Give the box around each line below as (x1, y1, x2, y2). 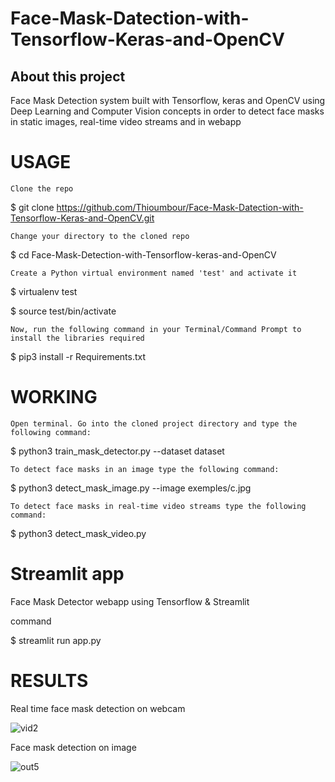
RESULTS (10, 670, 89, 692)
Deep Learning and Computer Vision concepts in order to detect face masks (10, 105, 325, 117)
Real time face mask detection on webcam (10, 702, 186, 714)
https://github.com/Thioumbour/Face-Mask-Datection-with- (56, 201, 304, 213)
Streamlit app (10, 563, 125, 586)
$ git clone (10, 201, 55, 213)
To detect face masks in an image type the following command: (10, 464, 280, 474)
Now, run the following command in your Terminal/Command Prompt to (10, 324, 302, 334)
